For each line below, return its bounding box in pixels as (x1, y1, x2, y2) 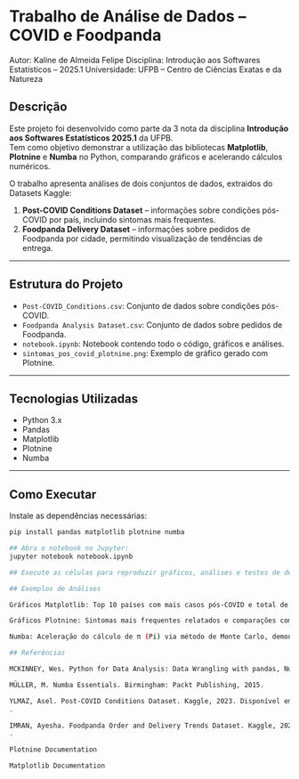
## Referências (9, 648, 66, 658)
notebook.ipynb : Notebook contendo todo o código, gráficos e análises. (21, 338, 285, 349)
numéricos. (9, 160, 51, 171)
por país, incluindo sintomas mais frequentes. (48, 214, 216, 224)
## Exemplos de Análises (9, 584, 101, 593)
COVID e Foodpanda (9, 25, 162, 45)
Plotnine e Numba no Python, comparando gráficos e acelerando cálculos (9, 151, 283, 162)
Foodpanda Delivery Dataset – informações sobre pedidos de (21, 223, 251, 234)
